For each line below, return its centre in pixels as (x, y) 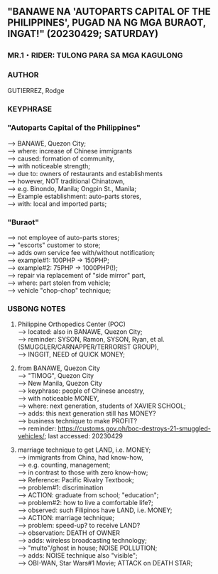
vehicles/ (31, 436)
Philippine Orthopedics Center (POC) (72, 324)
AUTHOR (23, 75)
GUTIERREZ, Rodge (36, 90)
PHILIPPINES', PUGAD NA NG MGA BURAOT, (107, 23)
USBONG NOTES (37, 309)
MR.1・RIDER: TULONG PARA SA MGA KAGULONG (95, 55)
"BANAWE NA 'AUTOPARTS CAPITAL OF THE (109, 12)
